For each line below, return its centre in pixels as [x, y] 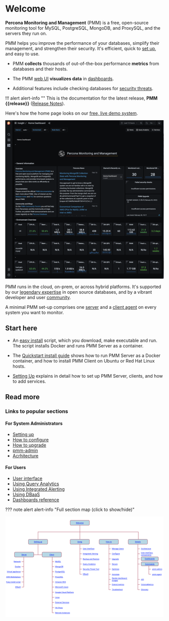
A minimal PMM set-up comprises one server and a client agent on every [81, 307]
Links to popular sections [37, 411]
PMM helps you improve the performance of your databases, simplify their [82, 43]
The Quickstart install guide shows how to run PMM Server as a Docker [87, 356]
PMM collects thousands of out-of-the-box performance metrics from [86, 63]
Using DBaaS [26, 495]
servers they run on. [26, 33]
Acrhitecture [25, 456]
